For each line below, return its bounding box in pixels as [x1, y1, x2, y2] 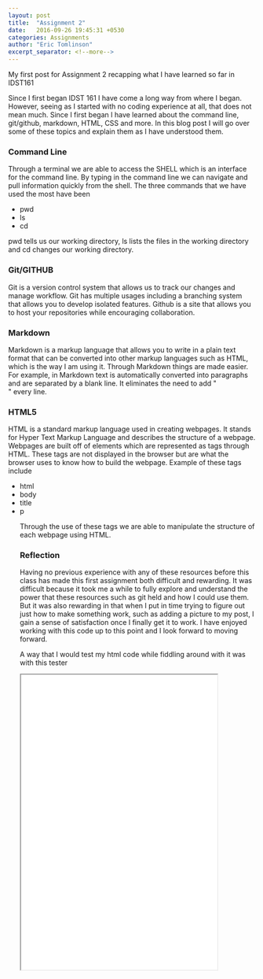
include [8, 466, 33, 476]
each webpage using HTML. [19, 530, 111, 540]
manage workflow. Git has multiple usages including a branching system [8, 290, 243, 300]
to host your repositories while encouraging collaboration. [8, 308, 195, 317]
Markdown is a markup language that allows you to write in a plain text [8, 345, 236, 354]
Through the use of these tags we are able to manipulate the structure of [19, 522, 255, 531]
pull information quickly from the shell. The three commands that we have [8, 181, 247, 190]
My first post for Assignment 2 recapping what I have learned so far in [8, 70, 236, 79]
